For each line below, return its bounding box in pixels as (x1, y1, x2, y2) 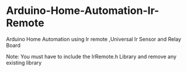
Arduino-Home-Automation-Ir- (6, 4, 160, 17)
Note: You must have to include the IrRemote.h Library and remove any (6, 53, 177, 60)
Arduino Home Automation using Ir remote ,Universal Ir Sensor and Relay (6, 35, 182, 42)
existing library (6, 59, 42, 66)
